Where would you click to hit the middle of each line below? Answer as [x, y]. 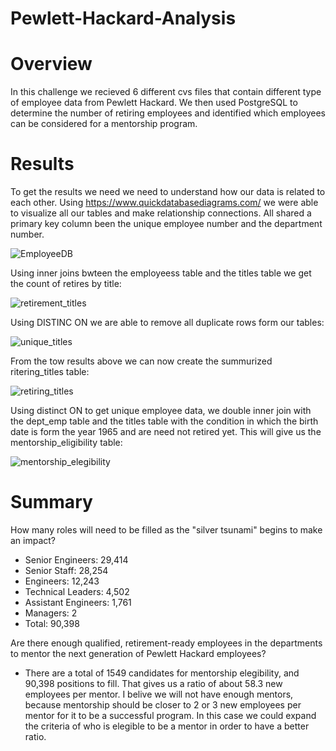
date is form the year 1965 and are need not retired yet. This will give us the [166, 432]
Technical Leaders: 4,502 [77, 591]
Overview [51, 64]
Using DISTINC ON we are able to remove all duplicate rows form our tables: [167, 323]
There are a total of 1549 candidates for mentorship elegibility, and [162, 673]
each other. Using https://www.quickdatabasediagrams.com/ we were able [164, 203]
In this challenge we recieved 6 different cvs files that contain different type [166, 92]
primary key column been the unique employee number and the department [166, 224]
